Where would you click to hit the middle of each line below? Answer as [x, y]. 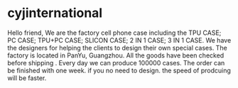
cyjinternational [55, 13]
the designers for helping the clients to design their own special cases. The [117, 48]
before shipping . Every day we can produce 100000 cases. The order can [116, 62]
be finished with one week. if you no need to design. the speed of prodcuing [119, 70]
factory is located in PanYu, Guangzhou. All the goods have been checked [116, 55]
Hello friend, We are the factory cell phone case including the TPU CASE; [114, 33]
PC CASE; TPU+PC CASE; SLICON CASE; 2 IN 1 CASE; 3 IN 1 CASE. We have [119, 40]
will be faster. [27, 78]
